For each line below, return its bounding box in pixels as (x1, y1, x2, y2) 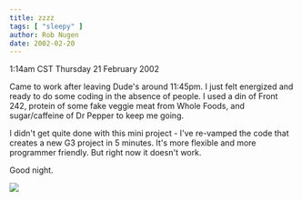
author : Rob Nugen (9, 30, 79, 39)
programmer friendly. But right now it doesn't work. (9, 147, 202, 158)
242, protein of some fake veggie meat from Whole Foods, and (9, 101, 246, 112)
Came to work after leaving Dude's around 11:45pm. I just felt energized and (9, 81, 294, 92)
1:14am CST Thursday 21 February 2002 (9, 64, 159, 75)
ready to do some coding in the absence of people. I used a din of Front (9, 91, 278, 102)
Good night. (9, 165, 54, 176)
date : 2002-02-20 (9, 38, 75, 48)
